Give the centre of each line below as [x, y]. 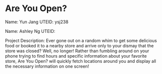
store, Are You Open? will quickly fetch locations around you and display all [81, 61]
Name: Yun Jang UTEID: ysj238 [37, 22]
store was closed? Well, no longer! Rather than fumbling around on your [77, 51]
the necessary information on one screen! [47, 66]
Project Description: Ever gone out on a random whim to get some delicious [81, 40]
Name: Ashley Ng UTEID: [30, 31]
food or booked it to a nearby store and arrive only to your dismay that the [79, 45]
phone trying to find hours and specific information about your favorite [76, 56]
